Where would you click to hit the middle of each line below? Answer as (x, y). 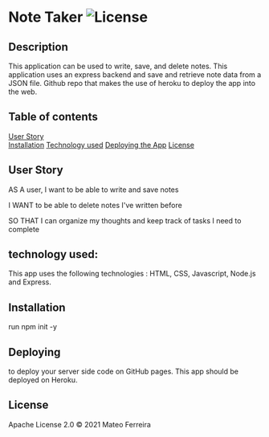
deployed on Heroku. (43, 380)
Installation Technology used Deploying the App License (102, 145)
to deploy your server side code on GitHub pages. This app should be (124, 372)
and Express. (30, 282)
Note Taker (46, 17)
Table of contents (53, 117)
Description (38, 47)
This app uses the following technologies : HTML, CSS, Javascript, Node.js (132, 274)
